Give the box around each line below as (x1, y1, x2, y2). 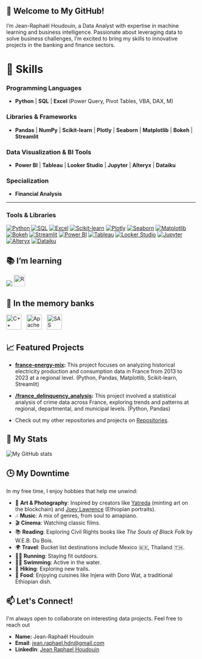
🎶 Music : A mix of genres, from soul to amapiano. (14, 512, 138, 519)
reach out (6, 622, 30, 629)
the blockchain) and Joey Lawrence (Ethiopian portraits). (14, 505, 156, 512)
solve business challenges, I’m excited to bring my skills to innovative (6, 34, 178, 42)
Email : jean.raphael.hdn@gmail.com (14, 640, 105, 647)
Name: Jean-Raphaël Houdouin (14, 633, 94, 640)
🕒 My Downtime (6, 468, 70, 479)
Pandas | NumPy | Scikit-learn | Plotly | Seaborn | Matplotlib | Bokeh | (14, 126, 193, 133)
